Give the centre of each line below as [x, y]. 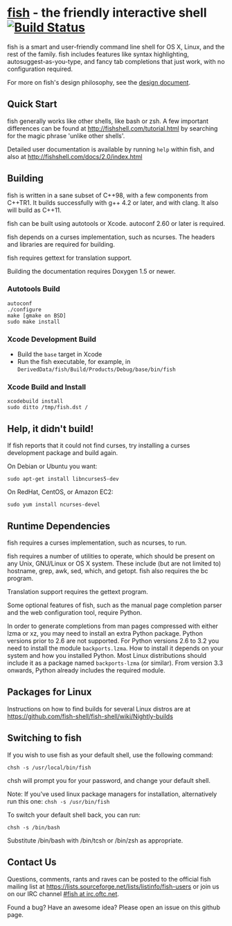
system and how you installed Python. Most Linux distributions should [107, 656]
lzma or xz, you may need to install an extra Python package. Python [105, 634]
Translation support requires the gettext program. [78, 592]
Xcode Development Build [52, 339]
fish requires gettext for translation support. [70, 258]
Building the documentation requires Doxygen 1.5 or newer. [91, 271]
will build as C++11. [35, 210]
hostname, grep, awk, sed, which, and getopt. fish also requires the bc [108, 571]
